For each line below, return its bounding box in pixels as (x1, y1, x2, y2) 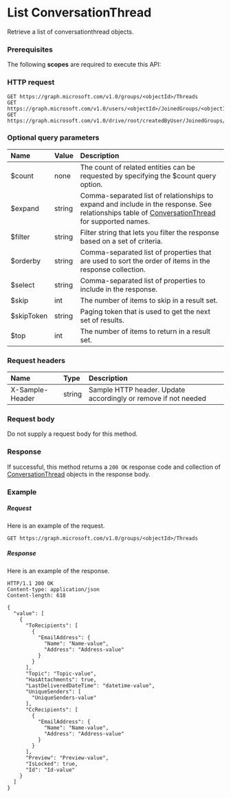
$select (10, 280, 35, 289)
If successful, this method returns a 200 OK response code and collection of (7, 463, 221, 471)
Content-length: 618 (7, 592, 67, 599)
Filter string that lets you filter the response (80, 228, 219, 237)
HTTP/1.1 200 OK (7, 579, 54, 587)
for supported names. (80, 217, 150, 226)
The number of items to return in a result (80, 326, 211, 336)
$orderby (10, 256, 41, 265)
